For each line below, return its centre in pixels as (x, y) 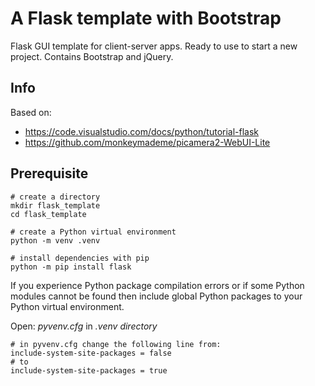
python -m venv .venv (55, 240)
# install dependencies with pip (80, 258)
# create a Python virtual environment (93, 232)
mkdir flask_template (55, 205)
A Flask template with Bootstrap (146, 18)
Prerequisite (49, 173)
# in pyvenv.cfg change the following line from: (116, 344)
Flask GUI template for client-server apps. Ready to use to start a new (154, 46)
